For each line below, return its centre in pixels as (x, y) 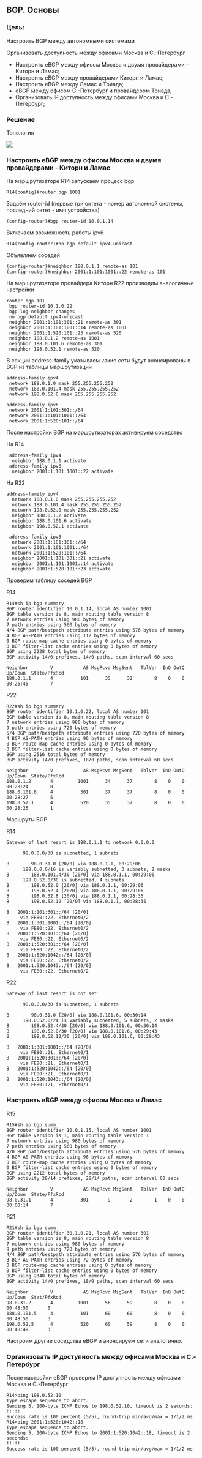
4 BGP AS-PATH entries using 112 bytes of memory (71, 636)
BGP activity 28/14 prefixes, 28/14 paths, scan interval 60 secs (93, 1178)
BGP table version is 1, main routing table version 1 (78, 1135)
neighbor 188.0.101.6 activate (52, 521)
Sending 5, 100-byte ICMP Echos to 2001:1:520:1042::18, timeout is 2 (98, 1433)
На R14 (15, 444)
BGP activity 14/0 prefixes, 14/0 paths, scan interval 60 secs (90, 657)
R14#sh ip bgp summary (35, 604)
